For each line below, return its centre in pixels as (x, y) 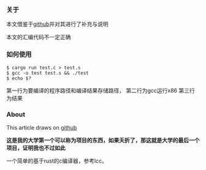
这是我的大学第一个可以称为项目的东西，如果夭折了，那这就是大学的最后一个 (103, 140)
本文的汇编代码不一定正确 (39, 37)
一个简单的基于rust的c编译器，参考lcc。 (57, 161)
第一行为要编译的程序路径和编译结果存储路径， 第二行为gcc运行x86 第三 (98, 91)
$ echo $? (19, 78)
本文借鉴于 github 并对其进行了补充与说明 (57, 24)
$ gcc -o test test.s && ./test (48, 73)
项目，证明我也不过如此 (36, 147)
